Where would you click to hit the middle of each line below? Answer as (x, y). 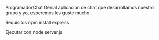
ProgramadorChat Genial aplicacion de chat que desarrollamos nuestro (80, 7)
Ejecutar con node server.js (34, 32)
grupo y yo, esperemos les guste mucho (47, 13)
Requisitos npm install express (37, 23)
